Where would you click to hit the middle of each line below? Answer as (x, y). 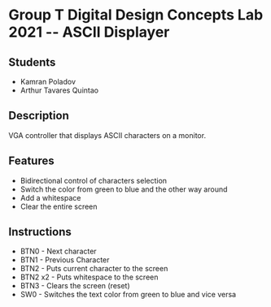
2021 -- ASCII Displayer (89, 32)
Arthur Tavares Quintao (59, 90)
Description (39, 116)
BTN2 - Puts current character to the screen (94, 269)
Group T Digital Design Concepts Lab (136, 15)
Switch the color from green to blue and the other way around (124, 189)
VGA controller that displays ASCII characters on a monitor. (107, 135)
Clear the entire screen (59, 206)
